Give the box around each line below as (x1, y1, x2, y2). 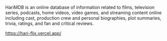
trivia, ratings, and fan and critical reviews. (5, 20, 94, 26)
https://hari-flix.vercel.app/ (5, 30, 62, 36)
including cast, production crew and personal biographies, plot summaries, (5, 15, 161, 21)
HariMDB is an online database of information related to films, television (5, 5, 155, 10)
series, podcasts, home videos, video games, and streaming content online (5, 10, 162, 16)
